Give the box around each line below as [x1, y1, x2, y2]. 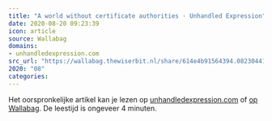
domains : [8, 42, 38, 50]
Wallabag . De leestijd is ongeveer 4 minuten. [8, 103, 157, 113]
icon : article [8, 27, 57, 35]
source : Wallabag [8, 34, 67, 43]
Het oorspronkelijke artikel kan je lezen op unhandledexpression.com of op [8, 94, 258, 104]
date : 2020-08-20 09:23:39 [8, 19, 100, 28]
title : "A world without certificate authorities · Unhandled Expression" [8, 11, 266, 20]
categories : [8, 72, 49, 80]
